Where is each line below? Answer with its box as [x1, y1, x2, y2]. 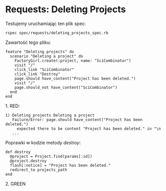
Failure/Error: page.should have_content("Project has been [12, 117, 143, 122]
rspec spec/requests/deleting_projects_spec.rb [5, 30, 109, 35]
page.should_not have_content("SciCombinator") [14, 85, 117, 90]
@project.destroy [10, 158, 47, 163]
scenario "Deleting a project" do [10, 54, 83, 59]
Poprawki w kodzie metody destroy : [5, 139, 81, 146]
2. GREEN [5, 180, 26, 187]
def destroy [5, 149, 31, 154]
